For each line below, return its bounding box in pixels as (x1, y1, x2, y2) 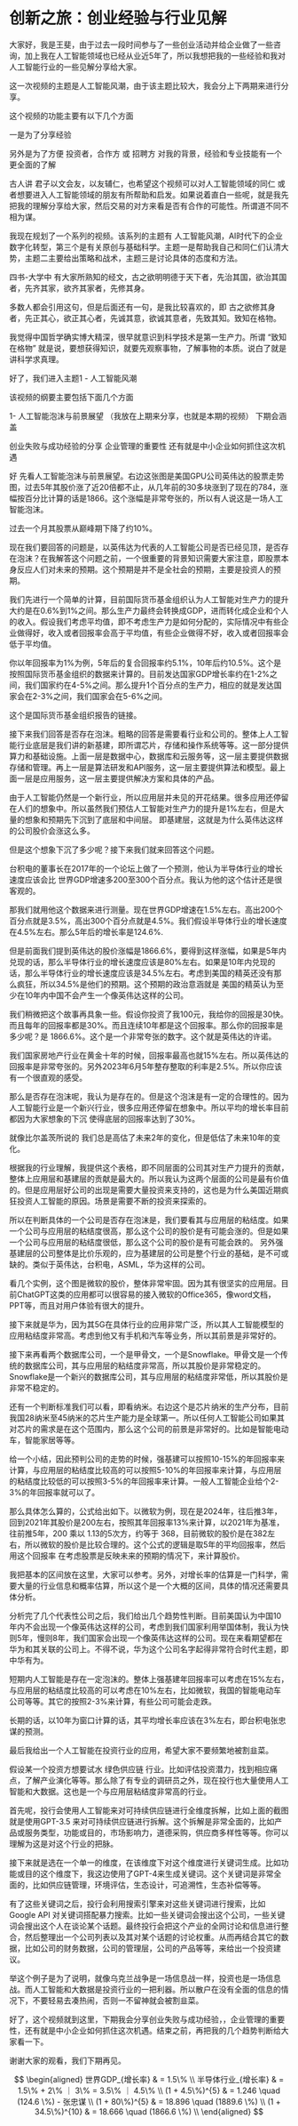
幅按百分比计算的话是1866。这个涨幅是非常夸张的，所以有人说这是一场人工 (9, 493, 284, 503)
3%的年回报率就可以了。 (9, 1486, 100, 1497)
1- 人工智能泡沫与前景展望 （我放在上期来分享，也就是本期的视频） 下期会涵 (9, 410, 286, 421)
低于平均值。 (9, 638, 56, 649)
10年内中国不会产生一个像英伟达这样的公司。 (24, 989, 189, 1001)
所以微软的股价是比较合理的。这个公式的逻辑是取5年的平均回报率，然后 (24, 1539, 286, 1550)
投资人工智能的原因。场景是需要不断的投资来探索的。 (16, 1196, 211, 1206)
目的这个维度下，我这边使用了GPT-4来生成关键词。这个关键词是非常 (24, 1868, 274, 1879)
